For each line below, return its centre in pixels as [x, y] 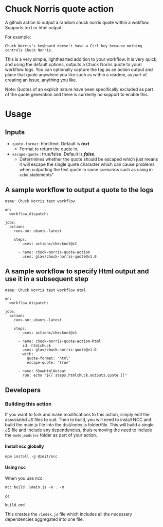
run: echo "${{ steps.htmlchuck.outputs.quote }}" [75, 375]
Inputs [15, 132]
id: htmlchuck [37, 345]
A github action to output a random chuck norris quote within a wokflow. [77, 22]
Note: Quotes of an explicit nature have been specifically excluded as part [79, 89]
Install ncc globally [25, 446]
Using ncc [15, 467]
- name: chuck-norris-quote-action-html [59, 341]
